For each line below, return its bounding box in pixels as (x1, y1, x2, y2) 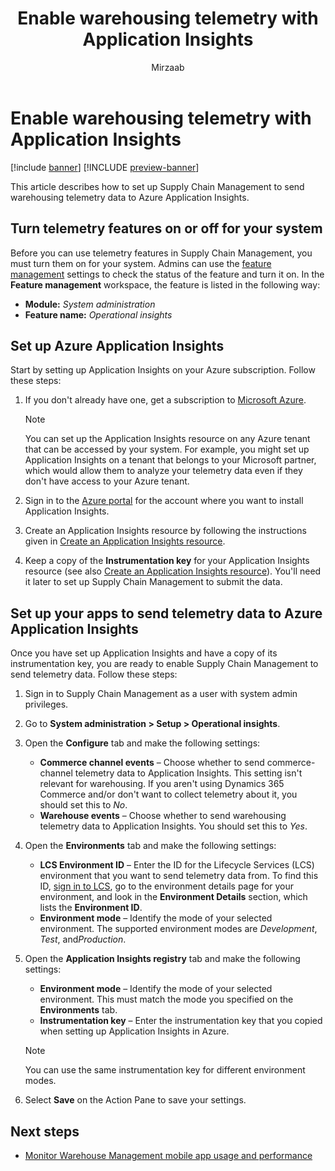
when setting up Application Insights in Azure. (39, 1025, 230, 1037)
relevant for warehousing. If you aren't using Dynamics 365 (39, 778, 285, 790)
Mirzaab (151, 61, 185, 73)
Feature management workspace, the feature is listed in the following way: (10, 278, 321, 291)
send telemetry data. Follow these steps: (10, 668, 178, 681)
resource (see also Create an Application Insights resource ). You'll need (24, 565, 322, 577)
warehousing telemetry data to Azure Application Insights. (10, 191, 250, 203)
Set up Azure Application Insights (10, 337, 225, 354)
